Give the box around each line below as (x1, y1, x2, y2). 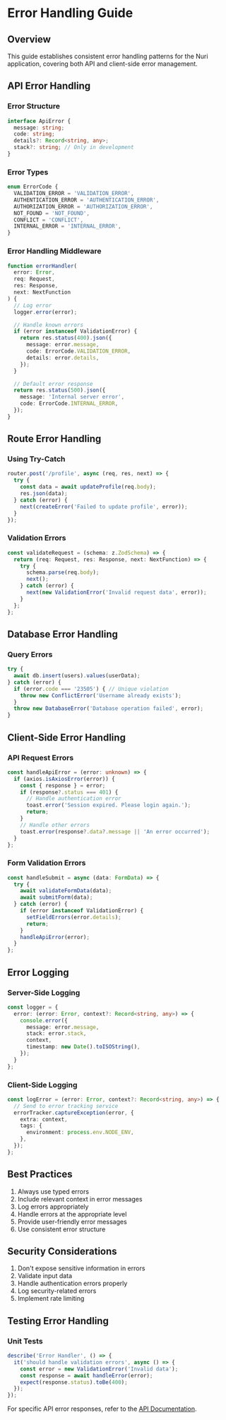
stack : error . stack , (25, 1030, 87, 1037)
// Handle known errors (13, 321, 83, 328)
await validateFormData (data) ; (20, 887, 112, 894)
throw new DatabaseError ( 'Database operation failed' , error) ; (13, 705, 203, 712)
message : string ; (13, 124, 65, 131)
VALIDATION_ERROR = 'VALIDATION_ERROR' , (13, 190, 134, 197)
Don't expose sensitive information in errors (17, 1264, 145, 1272)
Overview (7, 33, 52, 45)
